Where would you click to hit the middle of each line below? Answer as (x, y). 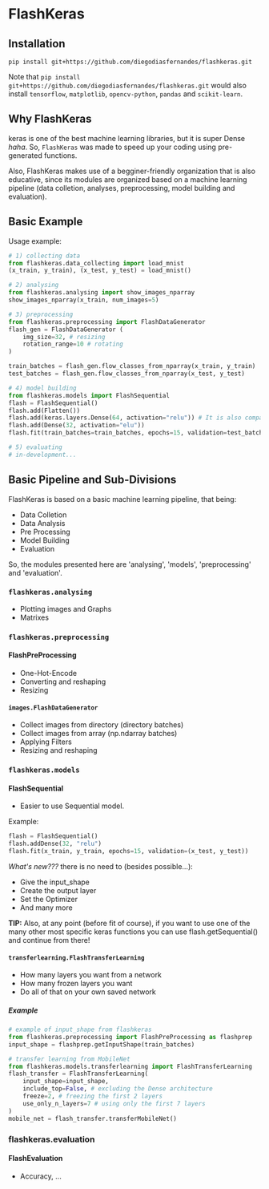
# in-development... (43, 455)
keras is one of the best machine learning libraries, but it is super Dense (127, 138)
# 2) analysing (34, 285)
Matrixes (34, 617)
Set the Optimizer (49, 899)
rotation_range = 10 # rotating (73, 344)
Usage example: (35, 241)
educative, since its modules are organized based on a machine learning (128, 179)
